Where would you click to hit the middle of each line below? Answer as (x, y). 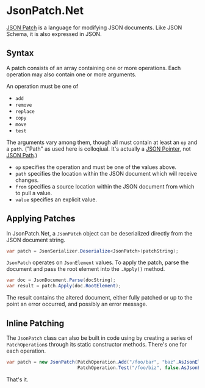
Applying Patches (41, 219)
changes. (27, 180)
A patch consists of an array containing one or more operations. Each (94, 68)
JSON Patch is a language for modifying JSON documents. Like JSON (94, 27)
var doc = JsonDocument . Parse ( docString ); (61, 280)
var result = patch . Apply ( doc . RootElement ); (64, 286)
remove (23, 105)
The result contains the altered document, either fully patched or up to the (99, 298)
